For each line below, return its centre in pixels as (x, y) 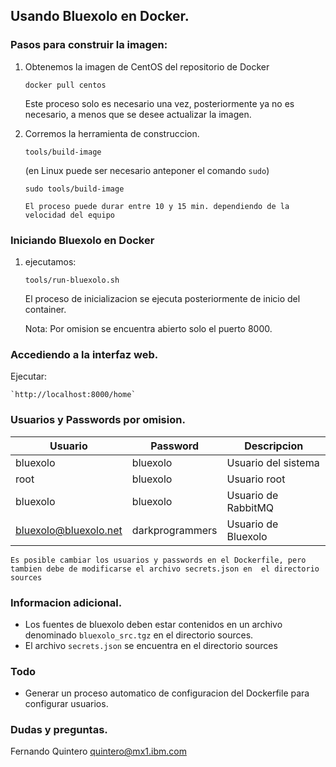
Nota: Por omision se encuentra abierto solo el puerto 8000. (148, 328)
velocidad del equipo (69, 215)
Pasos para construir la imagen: (89, 45)
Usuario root (256, 479)
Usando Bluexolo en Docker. (100, 16)
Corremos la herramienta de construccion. (112, 133)
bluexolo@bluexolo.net (69, 530)
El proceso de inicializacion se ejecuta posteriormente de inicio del (162, 298)
